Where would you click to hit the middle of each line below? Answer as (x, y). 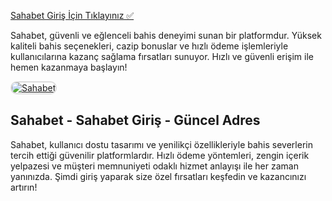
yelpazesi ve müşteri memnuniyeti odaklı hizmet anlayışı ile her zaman (154, 166)
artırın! (24, 187)
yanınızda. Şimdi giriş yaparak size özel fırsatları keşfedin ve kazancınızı (158, 176)
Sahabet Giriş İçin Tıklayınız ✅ (72, 15)
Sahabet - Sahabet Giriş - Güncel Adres (135, 120)
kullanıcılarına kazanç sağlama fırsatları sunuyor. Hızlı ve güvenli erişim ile (162, 56)
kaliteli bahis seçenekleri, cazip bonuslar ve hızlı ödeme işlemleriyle (149, 46)
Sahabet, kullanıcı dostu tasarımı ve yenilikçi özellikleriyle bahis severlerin (161, 144)
